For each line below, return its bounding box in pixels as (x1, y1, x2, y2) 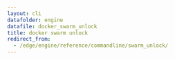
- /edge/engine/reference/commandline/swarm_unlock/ (13, 42, 169, 49)
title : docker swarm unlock (7, 29, 89, 37)
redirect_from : (7, 36, 51, 43)
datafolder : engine (7, 17, 64, 23)
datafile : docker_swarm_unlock (7, 23, 98, 30)
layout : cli (7, 10, 42, 17)
